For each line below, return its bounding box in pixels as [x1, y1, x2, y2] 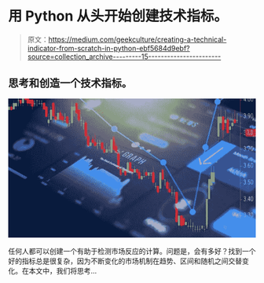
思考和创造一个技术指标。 [8, 76, 132, 90]
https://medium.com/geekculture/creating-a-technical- [48, 35, 227, 44]
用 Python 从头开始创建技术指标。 [8, 7, 229, 25]
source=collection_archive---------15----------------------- [27, 52, 222, 61]
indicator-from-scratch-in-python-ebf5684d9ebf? [27, 43, 190, 53]
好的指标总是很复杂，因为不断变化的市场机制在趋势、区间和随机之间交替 [8, 256, 242, 266]
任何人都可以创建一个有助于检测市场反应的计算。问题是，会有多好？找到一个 [8, 246, 256, 255]
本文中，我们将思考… [28, 266, 97, 275]
